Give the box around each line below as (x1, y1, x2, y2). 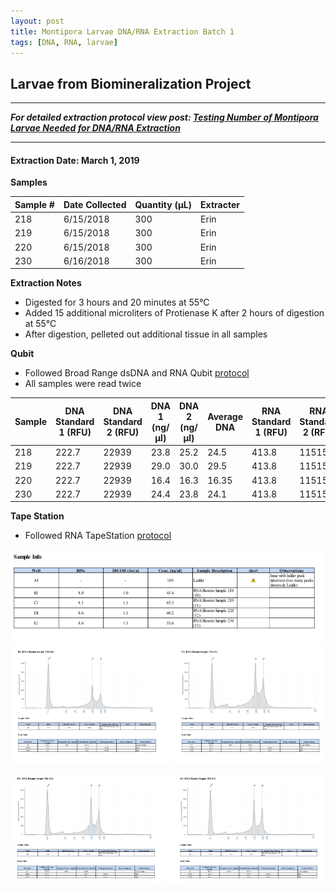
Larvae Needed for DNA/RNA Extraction (10, 122, 181, 134)
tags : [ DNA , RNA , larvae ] (10, 37, 118, 47)
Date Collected (63, 198, 127, 210)
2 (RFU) (106, 426, 140, 439)
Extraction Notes (10, 277, 82, 289)
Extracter (200, 198, 240, 210)
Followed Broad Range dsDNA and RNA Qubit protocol (24, 367, 250, 379)
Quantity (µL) (134, 198, 193, 210)
